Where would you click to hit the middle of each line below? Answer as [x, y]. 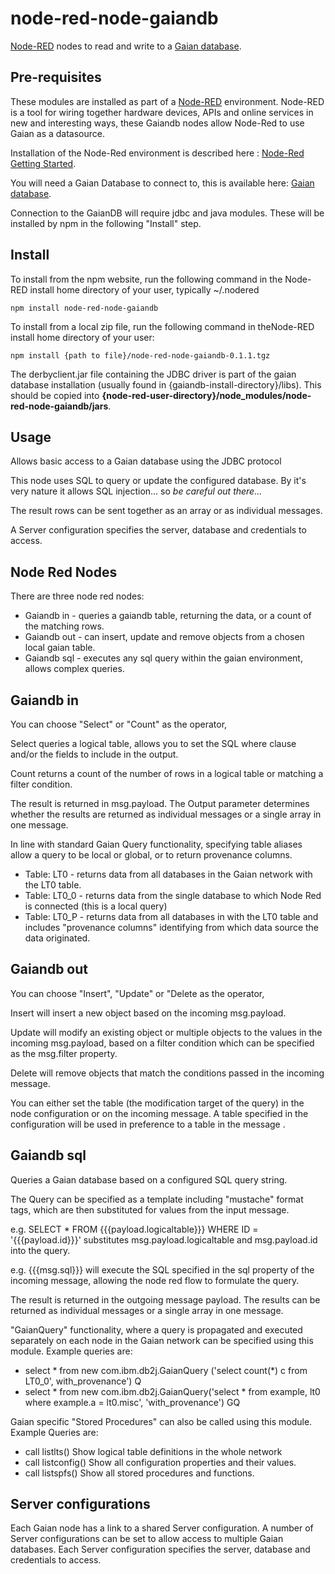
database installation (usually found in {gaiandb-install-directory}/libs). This [166, 384]
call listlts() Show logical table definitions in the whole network [153, 1451]
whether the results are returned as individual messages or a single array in [166, 814]
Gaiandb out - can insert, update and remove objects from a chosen [164, 637]
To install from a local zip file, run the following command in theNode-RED [162, 326]
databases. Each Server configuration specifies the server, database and [160, 1549]
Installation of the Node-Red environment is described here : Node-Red [157, 153]
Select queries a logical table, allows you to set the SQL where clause [153, 743]
